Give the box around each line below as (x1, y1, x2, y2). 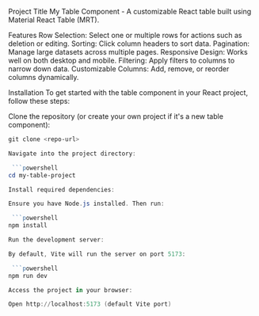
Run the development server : (8, 236, 105, 244)
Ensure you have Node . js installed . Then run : (8, 200, 165, 208)
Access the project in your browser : (8, 286, 133, 294)
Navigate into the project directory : (8, 150, 136, 158)
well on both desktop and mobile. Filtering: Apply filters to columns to (8, 55, 235, 65)
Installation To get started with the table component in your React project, (8, 88, 248, 97)
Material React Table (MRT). (8, 15, 100, 25)
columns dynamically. (8, 73, 79, 82)
